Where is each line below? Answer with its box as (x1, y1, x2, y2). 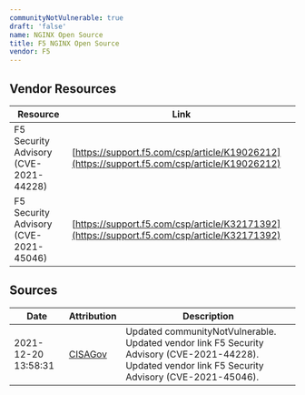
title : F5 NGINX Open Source (9, 38, 120, 48)
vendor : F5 (9, 47, 51, 56)
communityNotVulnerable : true (9, 13, 124, 23)
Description (182, 309, 234, 322)
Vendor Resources (9, 81, 117, 96)
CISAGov (68, 348, 107, 360)
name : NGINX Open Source (9, 30, 103, 39)
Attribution (68, 309, 117, 322)
